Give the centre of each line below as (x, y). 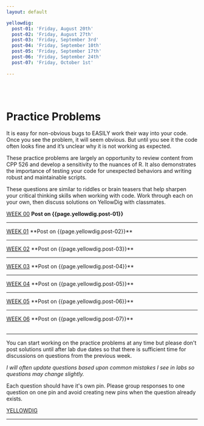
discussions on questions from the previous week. (69, 356)
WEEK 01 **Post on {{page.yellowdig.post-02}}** (70, 231)
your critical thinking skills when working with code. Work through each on (100, 196)
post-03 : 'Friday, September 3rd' (55, 40)
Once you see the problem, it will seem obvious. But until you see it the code (102, 140)
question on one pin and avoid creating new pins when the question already (101, 393)
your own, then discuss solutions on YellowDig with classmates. (86, 202)
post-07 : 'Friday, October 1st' (53, 62)
